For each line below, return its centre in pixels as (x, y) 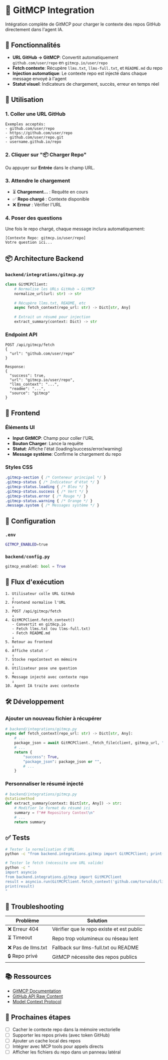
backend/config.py (27, 557)
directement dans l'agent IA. (34, 29)
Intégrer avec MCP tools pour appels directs (58, 1046)
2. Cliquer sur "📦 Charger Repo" (46, 155)
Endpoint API (21, 334)
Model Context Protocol (37, 1002)
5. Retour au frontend (29, 642)
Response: (15, 367)
